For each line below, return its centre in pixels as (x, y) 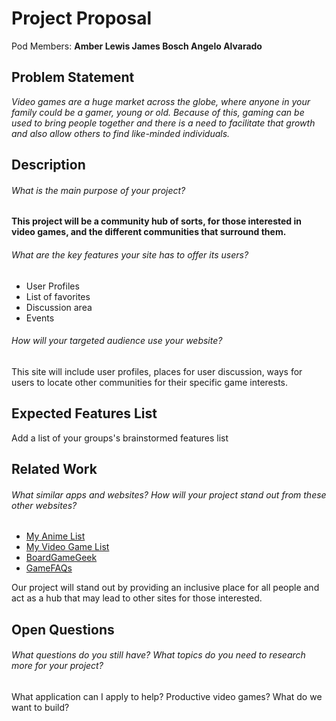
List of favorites (58, 296)
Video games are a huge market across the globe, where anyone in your (161, 101)
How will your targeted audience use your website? (117, 341)
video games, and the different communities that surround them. (149, 232)
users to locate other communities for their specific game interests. (150, 382)
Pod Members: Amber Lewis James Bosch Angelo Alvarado (137, 46)
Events (40, 318)
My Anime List (55, 536)
